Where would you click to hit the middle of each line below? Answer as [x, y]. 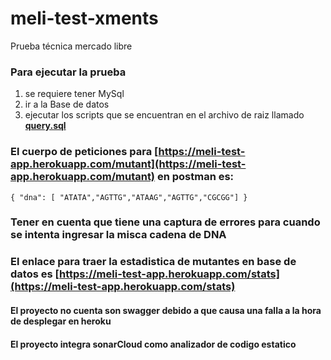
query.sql [45, 126]
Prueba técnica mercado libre [71, 46]
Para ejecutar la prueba [68, 72]
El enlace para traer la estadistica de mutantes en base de [153, 262]
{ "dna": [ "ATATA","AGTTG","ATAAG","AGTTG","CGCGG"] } [129, 197]
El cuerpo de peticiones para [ [84, 152]
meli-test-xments [84, 18]
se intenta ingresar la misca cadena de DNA [118, 235]
